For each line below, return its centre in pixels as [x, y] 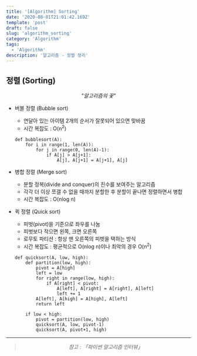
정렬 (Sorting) [31, 81]
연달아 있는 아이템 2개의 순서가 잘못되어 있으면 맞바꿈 [84, 121]
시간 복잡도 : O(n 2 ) [45, 128]
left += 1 [69, 294]
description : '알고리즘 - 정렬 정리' [47, 55]
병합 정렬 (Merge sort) [41, 172]
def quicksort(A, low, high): [52, 257]
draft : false [22, 28]
